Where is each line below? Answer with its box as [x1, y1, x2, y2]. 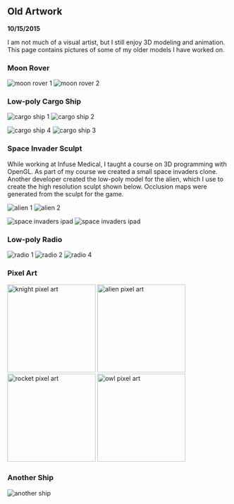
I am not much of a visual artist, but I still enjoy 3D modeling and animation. [7, 38, 226, 46]
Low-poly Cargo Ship [7, 96, 82, 106]
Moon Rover [7, 63, 50, 73]
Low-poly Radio [7, 234, 63, 244]
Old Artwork [7, 6, 63, 18]
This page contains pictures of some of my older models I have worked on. [7, 45, 225, 53]
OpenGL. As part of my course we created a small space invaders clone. [7, 167, 218, 175]
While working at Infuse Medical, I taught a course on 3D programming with [7, 160, 227, 168]
